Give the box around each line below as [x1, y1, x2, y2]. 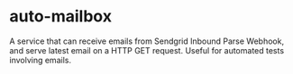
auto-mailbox [9, 6, 113, 27]
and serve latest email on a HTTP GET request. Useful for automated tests [9, 45, 285, 55]
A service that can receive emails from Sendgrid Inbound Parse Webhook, [9, 36, 285, 46]
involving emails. [9, 54, 72, 65]
